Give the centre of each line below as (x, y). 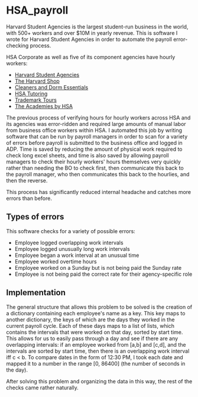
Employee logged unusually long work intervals (72, 248)
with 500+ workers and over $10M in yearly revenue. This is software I (92, 33)
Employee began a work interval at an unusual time (77, 255)
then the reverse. (27, 180)
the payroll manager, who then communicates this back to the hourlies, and (98, 174)
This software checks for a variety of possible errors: (71, 231)
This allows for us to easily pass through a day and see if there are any (92, 338)
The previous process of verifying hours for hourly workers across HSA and (98, 117)
